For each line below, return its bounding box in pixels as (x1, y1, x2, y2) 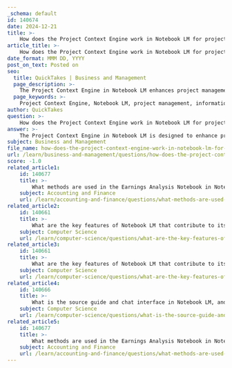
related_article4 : (7, 280, 60, 287)
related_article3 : (7, 241, 60, 249)
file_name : (7, 145, 39, 152)
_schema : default (7, 10, 57, 17)
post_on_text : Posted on (7, 61, 79, 68)
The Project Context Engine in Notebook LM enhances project (19, 87, 199, 94)
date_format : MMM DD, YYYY (7, 55, 85, 62)
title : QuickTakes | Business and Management (13, 74, 147, 81)
